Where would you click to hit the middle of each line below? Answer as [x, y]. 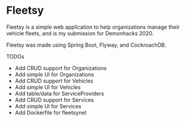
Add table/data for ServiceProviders [59, 93]
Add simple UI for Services [48, 106]
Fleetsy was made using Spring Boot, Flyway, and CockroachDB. [86, 45]
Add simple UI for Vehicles [48, 87]
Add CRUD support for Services [54, 100]
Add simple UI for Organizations [54, 74]
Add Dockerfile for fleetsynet [51, 112]
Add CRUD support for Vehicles [54, 81]
